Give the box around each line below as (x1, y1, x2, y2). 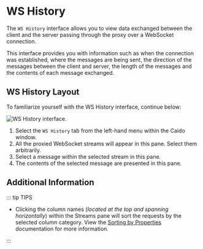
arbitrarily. (15, 146, 42, 154)
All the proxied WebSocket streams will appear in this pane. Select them (15, 140, 197, 147)
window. (15, 133, 37, 140)
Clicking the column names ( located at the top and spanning (15, 205, 169, 213)
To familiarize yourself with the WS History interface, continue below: (6, 103, 182, 110)
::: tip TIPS (6, 193, 33, 201)
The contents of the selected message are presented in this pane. (15, 159, 182, 167)
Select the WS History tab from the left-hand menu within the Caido (15, 127, 185, 134)
